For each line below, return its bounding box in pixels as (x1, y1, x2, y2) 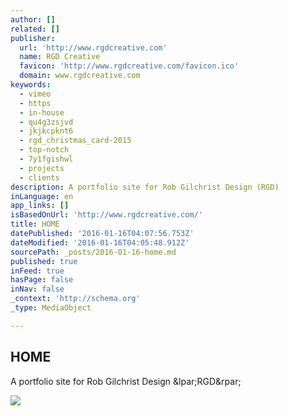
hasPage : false (10, 275, 74, 285)
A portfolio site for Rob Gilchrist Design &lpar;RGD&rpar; (10, 375, 242, 387)
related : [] (10, 24, 60, 34)
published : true (10, 256, 78, 266)
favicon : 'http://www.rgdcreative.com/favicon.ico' (19, 61, 240, 71)
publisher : (10, 33, 56, 43)
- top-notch (19, 145, 70, 155)
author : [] (10, 14, 56, 25)
